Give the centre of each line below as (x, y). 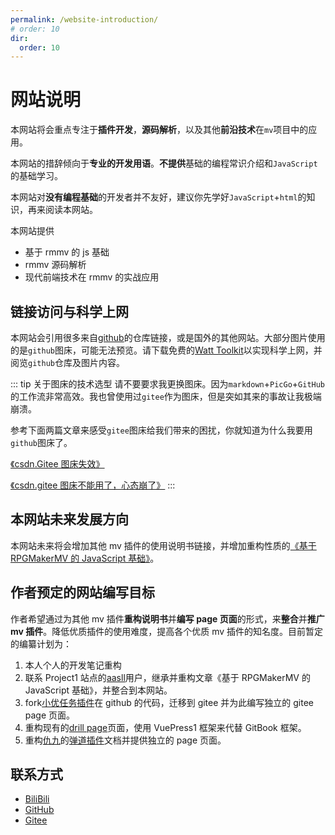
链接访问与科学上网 (69, 311)
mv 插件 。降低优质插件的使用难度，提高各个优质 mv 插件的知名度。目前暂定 (167, 631)
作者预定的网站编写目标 (82, 592)
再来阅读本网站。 (62, 210)
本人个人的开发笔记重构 (73, 665)
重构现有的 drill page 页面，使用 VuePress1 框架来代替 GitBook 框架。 (165, 727)
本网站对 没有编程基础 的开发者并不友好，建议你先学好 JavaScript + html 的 (158, 197)
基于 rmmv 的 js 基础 (67, 252)
